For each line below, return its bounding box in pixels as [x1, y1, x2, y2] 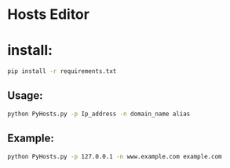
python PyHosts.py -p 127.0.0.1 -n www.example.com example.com [7, 152, 222, 160]
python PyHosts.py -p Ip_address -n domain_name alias [7, 110, 191, 118]
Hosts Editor [7, 5, 89, 24]
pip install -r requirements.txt [7, 68, 117, 75]
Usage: [7, 89, 44, 103]
